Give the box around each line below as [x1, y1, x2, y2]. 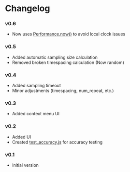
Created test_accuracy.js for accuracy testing [12, 139, 103, 145]
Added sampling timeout [12, 83, 61, 89]
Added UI [12, 134, 31, 140]
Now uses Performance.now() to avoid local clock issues [12, 31, 126, 37]
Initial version [12, 162, 39, 168]
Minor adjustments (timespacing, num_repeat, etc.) [12, 88, 114, 94]
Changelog [5, 3, 50, 14]
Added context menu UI [12, 111, 59, 117]
